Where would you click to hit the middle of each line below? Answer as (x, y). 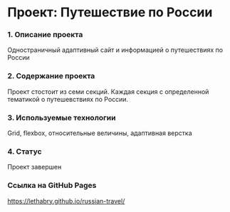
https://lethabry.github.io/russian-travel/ (66, 201)
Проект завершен (35, 167)
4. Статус (25, 152)
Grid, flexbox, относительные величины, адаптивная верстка (100, 133)
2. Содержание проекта (51, 76)
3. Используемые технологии (62, 117)
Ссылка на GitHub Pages (52, 186)
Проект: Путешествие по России (110, 12)
